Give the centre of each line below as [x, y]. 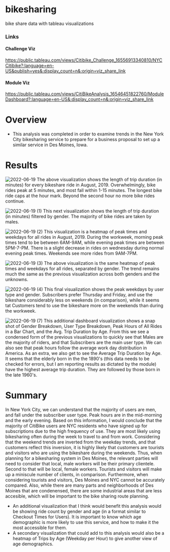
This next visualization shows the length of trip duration [101, 211]
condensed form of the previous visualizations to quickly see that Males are [84, 337]
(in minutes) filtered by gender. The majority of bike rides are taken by [78, 216]
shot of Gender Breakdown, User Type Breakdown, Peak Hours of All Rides [84, 326]
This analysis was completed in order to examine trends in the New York [88, 134]
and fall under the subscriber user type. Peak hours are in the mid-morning [84, 415]
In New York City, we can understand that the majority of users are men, [81, 410]
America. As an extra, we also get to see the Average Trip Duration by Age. [83, 353]
